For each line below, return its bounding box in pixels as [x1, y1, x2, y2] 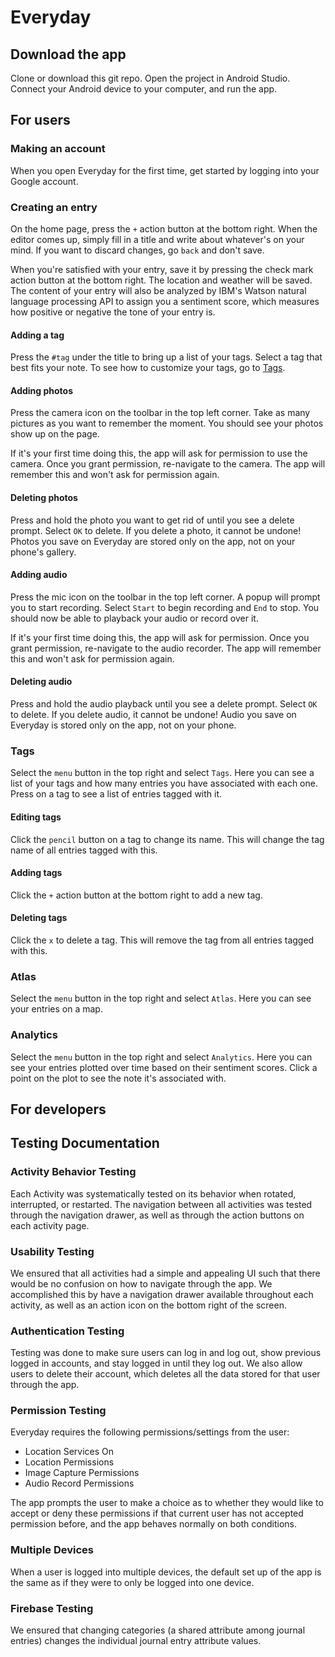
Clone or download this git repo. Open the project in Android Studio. [10, 72, 291, 84]
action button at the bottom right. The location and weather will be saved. [10, 274, 313, 286]
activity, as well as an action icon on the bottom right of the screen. [10, 1299, 287, 1311]
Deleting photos [10, 491, 78, 503]
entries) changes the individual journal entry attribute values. [10, 1635, 262, 1647]
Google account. [10, 175, 79, 187]
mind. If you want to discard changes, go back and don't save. [10, 244, 265, 256]
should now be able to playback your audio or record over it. [10, 612, 259, 624]
